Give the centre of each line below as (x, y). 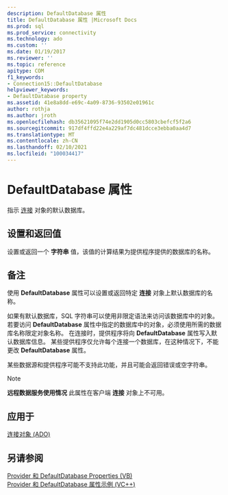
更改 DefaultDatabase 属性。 (49, 350)
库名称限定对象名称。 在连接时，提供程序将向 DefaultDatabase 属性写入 (109, 333)
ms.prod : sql (26, 26)
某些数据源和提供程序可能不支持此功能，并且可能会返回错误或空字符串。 (109, 365)
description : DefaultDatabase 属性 (57, 13)
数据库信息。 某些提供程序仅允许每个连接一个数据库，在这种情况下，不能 (116, 342)
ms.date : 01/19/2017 (37, 52)
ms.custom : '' (27, 45)
